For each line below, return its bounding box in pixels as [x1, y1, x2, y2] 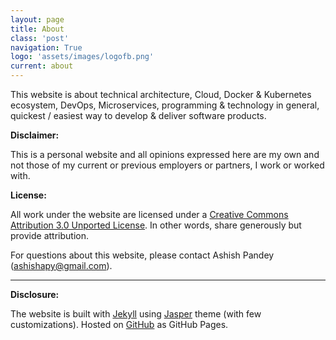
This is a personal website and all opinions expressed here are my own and [10, 149, 320, 160]
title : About [10, 24, 65, 34]
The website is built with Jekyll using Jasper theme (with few [10, 308, 262, 320]
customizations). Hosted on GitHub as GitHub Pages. [10, 319, 229, 330]
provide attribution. [10, 230, 90, 241]
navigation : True [10, 42, 83, 53]
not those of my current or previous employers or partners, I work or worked [10, 159, 325, 171]
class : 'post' [10, 33, 70, 43]
